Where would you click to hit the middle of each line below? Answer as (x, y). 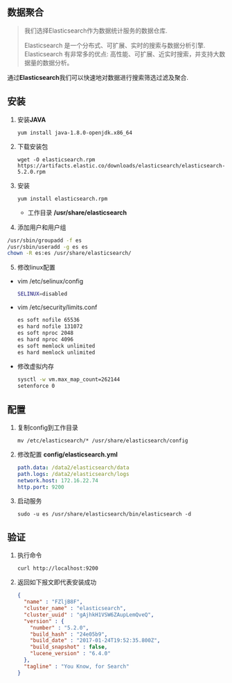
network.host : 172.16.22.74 (57, 480)
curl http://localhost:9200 (57, 568)
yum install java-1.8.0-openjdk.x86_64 (75, 133)
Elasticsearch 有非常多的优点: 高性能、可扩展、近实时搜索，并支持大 (122, 54)
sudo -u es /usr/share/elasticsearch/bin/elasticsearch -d (104, 514)
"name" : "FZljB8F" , (53, 602)
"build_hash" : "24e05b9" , (69, 634)
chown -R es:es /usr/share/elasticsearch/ (69, 253)
